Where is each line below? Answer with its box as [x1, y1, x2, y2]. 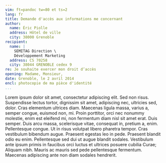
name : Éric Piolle [9, 26, 48, 31]
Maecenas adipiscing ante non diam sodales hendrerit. [5, 152, 117, 158]
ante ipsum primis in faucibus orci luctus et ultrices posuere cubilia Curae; [5, 141, 157, 147]
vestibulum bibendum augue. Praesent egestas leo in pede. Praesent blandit [5, 131, 161, 137]
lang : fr [5, 12, 23, 17]
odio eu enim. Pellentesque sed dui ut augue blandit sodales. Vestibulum [5, 136, 154, 142]
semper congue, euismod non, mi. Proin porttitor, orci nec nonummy [5, 110, 145, 116]
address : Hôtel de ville [9, 30, 61, 35]
